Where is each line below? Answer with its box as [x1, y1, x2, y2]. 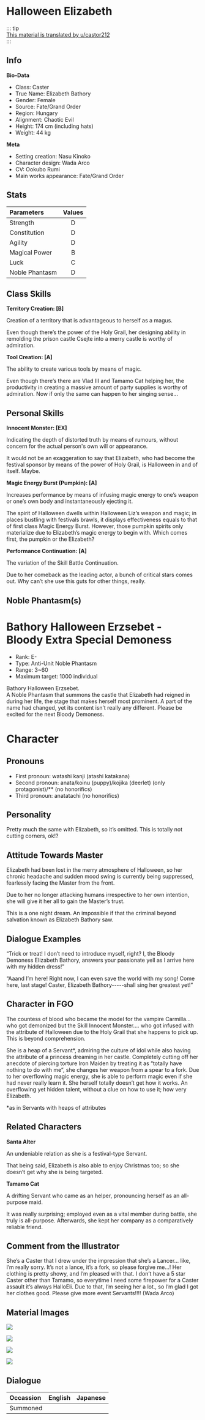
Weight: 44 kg [15, 128, 51, 136]
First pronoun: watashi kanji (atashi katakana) [15, 772, 130, 779]
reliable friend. [6, 1223, 43, 1230]
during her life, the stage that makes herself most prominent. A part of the [6, 697, 193, 705]
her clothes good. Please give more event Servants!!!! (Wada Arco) [6, 1290, 174, 1297]
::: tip [6, 24, 20, 32]
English [48, 1394, 71, 1402]
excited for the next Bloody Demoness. [6, 710, 105, 718]
